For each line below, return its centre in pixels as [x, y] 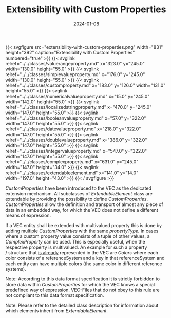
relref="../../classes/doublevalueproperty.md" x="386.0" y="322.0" [76, 140]
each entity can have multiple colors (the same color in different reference [84, 264]
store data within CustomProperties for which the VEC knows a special [80, 284]
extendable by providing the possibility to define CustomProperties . [77, 199]
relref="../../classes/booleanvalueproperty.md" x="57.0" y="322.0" [76, 118]
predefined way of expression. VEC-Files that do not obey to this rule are [83, 290]
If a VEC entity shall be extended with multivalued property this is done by [84, 225]
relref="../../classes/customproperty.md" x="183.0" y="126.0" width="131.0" [85, 85]
